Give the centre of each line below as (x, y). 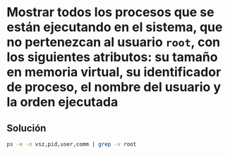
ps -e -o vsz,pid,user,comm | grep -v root (72, 144)
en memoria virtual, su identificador (114, 72)
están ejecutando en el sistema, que (115, 27)
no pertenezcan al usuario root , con (113, 42)
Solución (26, 128)
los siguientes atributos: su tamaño (112, 57)
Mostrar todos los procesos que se (110, 12)
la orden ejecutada (62, 102)
